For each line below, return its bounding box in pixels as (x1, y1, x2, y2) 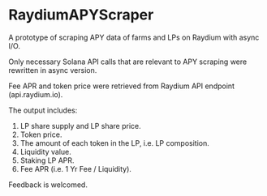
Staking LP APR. (19, 156, 75, 165)
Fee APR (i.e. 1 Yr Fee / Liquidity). (19, 164, 132, 173)
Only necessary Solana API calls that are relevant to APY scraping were (8, 57, 248, 66)
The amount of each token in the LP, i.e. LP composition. (19, 138, 209, 147)
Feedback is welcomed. (8, 180, 88, 190)
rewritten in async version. (8, 65, 97, 75)
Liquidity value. (19, 147, 71, 156)
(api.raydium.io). (8, 89, 63, 99)
